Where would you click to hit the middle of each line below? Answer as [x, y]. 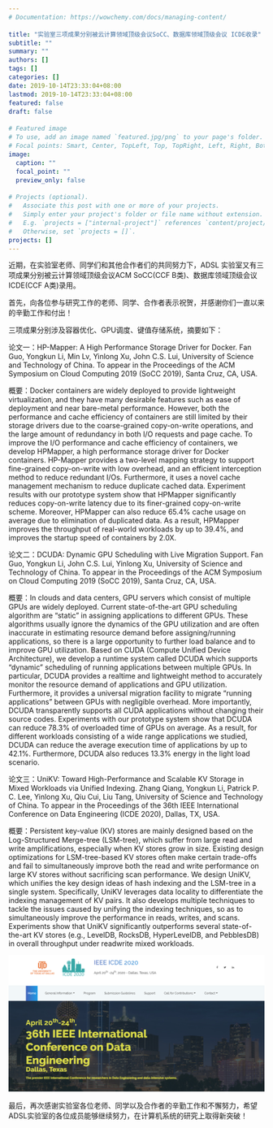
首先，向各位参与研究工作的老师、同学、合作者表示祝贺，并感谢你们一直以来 [136, 303]
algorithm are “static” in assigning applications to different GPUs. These [128, 616]
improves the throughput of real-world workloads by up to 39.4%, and [126, 529]
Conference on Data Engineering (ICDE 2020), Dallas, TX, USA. [115, 814]
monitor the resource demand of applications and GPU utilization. [118, 685]
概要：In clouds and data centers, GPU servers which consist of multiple [130, 598]
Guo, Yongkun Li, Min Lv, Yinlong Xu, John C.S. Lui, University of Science [131, 357]
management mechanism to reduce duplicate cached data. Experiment [127, 486]
